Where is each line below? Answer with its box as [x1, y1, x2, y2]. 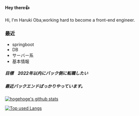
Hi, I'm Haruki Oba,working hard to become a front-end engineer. [5, 17, 135, 23]
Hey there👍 [5, 4, 30, 10]
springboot [12, 42, 34, 47]
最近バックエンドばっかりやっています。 [5, 83, 85, 89]
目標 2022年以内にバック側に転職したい [5, 71, 88, 76]
